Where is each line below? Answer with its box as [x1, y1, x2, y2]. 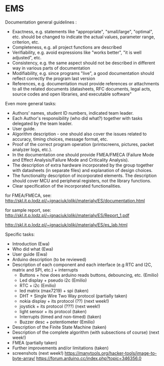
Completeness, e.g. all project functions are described [12, 44, 122, 50]
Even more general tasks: [5, 100, 56, 106]
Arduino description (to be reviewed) [12, 256, 87, 262]
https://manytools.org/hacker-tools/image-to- [64, 350, 157, 356]
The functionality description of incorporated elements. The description [12, 172, 157, 178]
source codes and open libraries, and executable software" [12, 91, 132, 97]
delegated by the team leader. [12, 121, 73, 126]
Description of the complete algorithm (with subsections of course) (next [12, 329, 160, 335]
